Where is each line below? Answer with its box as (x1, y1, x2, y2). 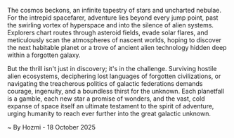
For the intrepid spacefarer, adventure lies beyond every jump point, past (7, 13, 219, 22)
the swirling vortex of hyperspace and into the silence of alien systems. (7, 21, 214, 29)
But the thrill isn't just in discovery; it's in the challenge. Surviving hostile (7, 65, 217, 73)
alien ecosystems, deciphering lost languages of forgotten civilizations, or (7, 72, 221, 80)
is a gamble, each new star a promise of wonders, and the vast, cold (7, 94, 205, 103)
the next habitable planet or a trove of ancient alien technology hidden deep (7, 44, 227, 51)
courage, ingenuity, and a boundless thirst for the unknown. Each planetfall (7, 87, 225, 95)
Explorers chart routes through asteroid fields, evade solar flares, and (7, 28, 209, 37)
